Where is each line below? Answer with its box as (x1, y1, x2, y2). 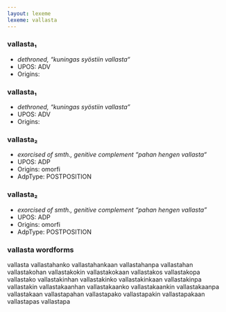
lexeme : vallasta (7, 17, 58, 24)
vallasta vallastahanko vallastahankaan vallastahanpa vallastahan (7, 260, 193, 268)
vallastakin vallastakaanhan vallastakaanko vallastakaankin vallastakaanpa (7, 282, 220, 291)
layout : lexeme (7, 10, 51, 17)
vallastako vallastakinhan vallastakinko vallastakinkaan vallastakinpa (7, 275, 202, 284)
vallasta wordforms (7, 245, 74, 255)
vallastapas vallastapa (7, 297, 71, 305)
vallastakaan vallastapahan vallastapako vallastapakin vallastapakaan (7, 290, 205, 298)
